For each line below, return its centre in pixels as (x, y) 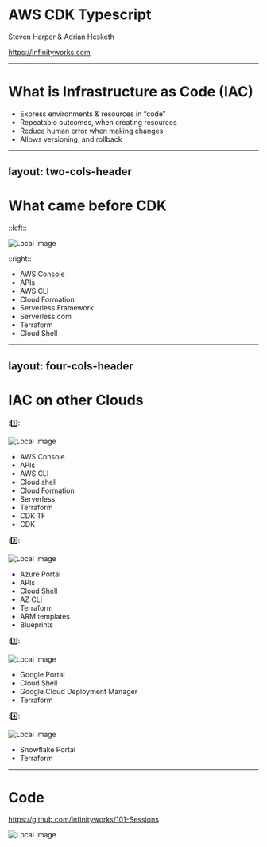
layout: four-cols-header (71, 366)
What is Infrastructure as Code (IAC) (131, 92)
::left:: (17, 228)
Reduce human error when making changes (91, 131)
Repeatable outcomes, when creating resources (98, 122)
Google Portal (42, 674)
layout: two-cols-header (70, 172)
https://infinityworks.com (49, 52)
